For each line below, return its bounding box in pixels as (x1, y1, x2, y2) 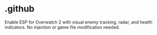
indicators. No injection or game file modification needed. (4, 24, 120, 30)
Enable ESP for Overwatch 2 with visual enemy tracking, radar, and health (4, 19, 153, 25)
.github (4, 3, 35, 14)
